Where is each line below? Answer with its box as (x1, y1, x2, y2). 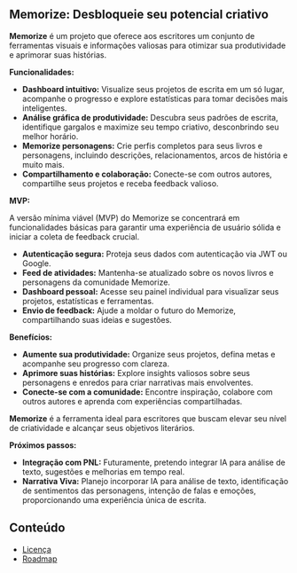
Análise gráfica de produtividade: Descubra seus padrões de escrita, (21, 112, 278, 122)
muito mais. (21, 159, 65, 169)
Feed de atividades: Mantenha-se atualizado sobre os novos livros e (21, 267, 274, 278)
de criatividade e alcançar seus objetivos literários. (9, 422, 195, 433)
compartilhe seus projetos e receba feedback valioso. (21, 177, 219, 189)
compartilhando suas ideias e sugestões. (21, 314, 173, 325)
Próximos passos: (9, 439, 77, 451)
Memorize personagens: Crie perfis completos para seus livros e (21, 140, 263, 151)
